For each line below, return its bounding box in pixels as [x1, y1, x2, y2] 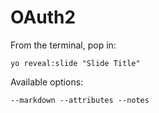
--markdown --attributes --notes [10, 95, 150, 105]
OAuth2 [10, 6, 77, 29]
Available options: [10, 76, 84, 88]
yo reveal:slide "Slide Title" [10, 58, 141, 68]
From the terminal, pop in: [10, 39, 117, 51]
